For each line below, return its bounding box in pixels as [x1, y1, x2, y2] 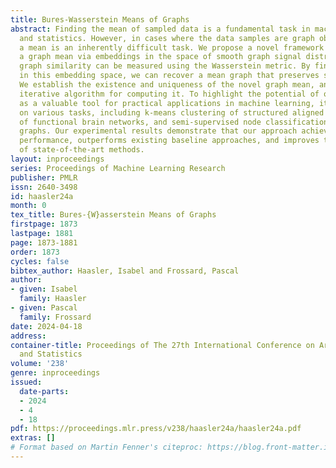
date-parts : [19, 386, 70, 396]
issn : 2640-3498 [10, 182, 78, 192]
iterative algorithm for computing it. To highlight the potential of [19, 89, 320, 99]
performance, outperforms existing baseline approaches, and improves [19, 136, 320, 146]
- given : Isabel [10, 284, 78, 295]
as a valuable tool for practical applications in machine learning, [19, 98, 315, 108]
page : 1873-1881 [10, 237, 78, 248]
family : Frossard [19, 312, 92, 322]
